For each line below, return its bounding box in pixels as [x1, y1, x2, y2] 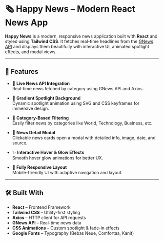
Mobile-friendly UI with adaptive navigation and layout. [12, 169, 123, 175]
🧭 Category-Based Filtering [12, 115, 69, 120]
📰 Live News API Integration [12, 80, 70, 86]
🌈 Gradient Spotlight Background [12, 95, 81, 101]
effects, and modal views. [5, 49, 57, 55]
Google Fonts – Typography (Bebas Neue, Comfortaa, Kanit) [12, 230, 134, 236]
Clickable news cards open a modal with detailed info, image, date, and [12, 135, 156, 141]
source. [12, 140, 28, 146]
